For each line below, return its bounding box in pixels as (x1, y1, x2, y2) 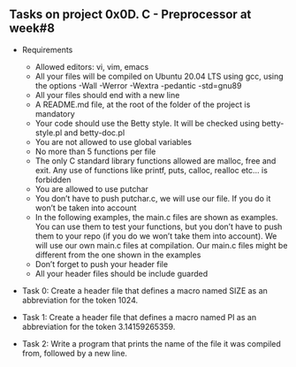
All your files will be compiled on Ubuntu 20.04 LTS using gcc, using (34, 71, 285, 81)
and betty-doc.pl (64, 127, 125, 138)
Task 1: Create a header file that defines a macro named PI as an (21, 311, 257, 322)
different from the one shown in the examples (34, 249, 201, 260)
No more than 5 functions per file (34, 146, 156, 157)
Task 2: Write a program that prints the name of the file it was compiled (21, 338, 281, 348)
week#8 (9, 21, 56, 36)
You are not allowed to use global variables (34, 136, 193, 147)
